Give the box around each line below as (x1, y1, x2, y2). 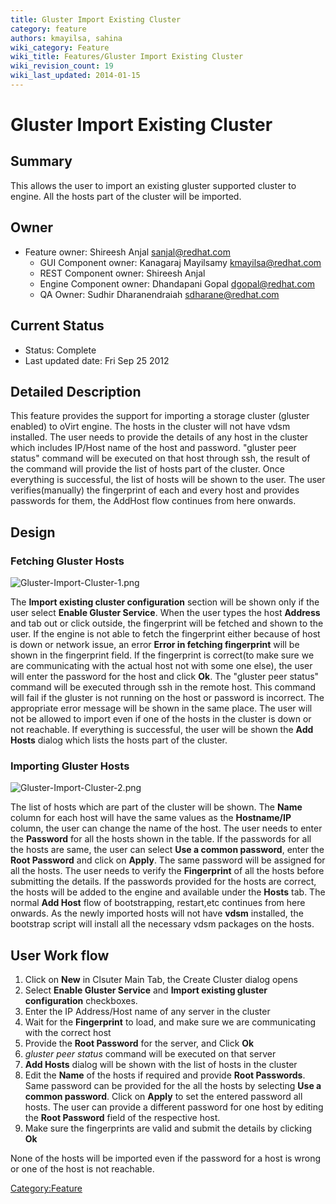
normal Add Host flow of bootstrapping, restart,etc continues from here (10, 897, 306, 909)
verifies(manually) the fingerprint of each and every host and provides (10, 484, 300, 496)
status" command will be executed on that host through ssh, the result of (10, 452, 311, 465)
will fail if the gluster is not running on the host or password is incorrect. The (10, 692, 325, 703)
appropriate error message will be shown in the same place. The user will (10, 702, 313, 714)
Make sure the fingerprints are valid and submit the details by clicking (24, 1122, 313, 1135)
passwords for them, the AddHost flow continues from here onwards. (10, 495, 297, 507)
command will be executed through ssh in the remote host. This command (10, 681, 317, 693)
